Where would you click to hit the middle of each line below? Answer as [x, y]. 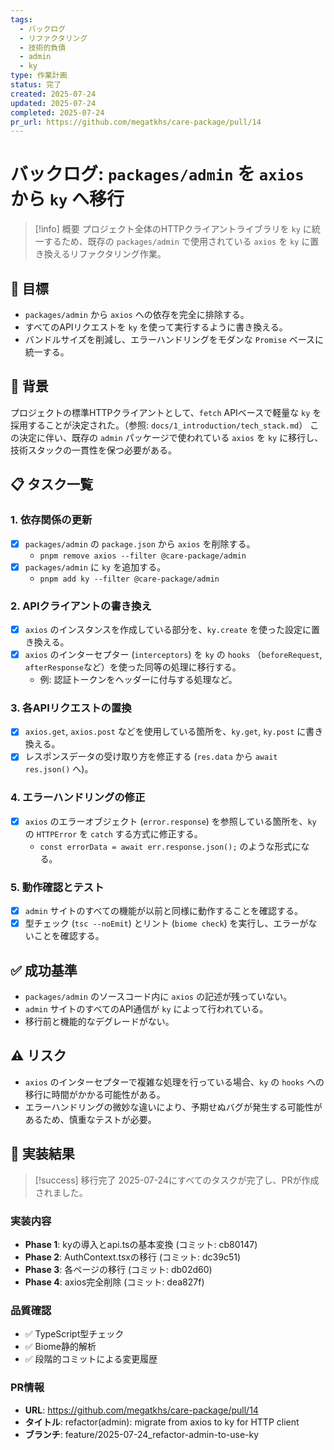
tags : [21, 19]
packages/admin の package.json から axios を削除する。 [140, 543]
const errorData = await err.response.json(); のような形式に [170, 846]
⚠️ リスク [38, 1056]
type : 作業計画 [39, 76]
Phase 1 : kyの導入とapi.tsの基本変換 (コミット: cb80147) [141, 1244]
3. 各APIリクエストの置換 [71, 708]
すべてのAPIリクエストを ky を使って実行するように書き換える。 [156, 327]
